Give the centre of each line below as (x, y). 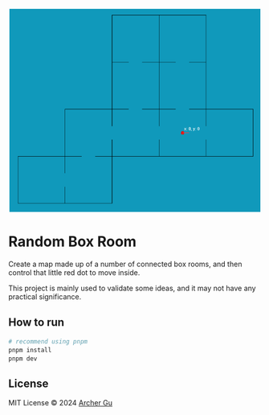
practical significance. (45, 297)
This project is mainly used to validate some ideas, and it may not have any (132, 288)
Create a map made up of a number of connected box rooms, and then (125, 264)
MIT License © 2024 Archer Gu (61, 403)
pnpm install (30, 350)
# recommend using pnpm (48, 342)
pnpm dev (23, 359)
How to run (37, 322)
